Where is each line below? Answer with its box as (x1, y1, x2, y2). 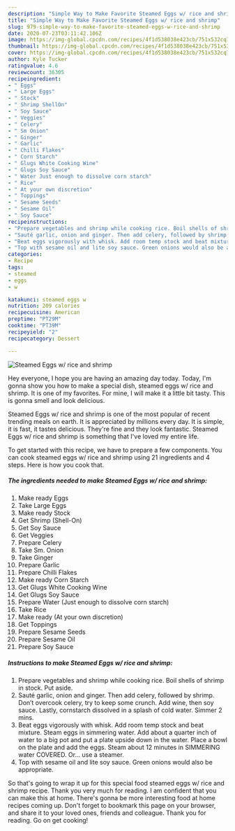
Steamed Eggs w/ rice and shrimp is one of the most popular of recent (8, 410, 211, 418)
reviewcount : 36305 (8, 69, 65, 76)
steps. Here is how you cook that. (8, 460, 105, 469)
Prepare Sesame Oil (17, 635, 75, 644)
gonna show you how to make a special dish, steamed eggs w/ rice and (8, 381, 213, 390)
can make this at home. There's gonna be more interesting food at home (8, 794, 215, 802)
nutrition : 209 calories (8, 302, 80, 310)
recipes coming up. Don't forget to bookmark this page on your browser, (8, 802, 216, 810)
